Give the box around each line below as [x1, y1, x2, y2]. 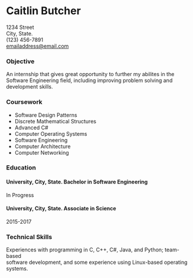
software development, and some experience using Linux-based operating [6, 259, 188, 266]
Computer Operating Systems [14, 130, 87, 137]
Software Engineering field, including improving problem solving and [6, 77, 173, 84]
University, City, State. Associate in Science [6, 205, 116, 212]
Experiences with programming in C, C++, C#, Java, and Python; [6, 246, 163, 253]
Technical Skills [6, 233, 53, 241]
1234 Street [6, 24, 34, 31]
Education [6, 163, 37, 172]
